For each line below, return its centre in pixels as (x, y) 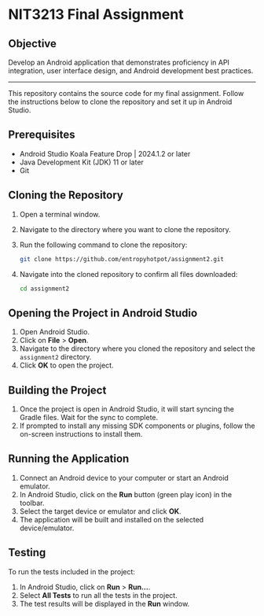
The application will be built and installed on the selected (112, 519)
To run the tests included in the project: (72, 571)
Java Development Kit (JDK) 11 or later (81, 162)
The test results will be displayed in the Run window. (104, 603)
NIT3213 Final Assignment (96, 15)
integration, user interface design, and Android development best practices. (131, 71)
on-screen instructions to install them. (81, 434)
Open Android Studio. (55, 332)
